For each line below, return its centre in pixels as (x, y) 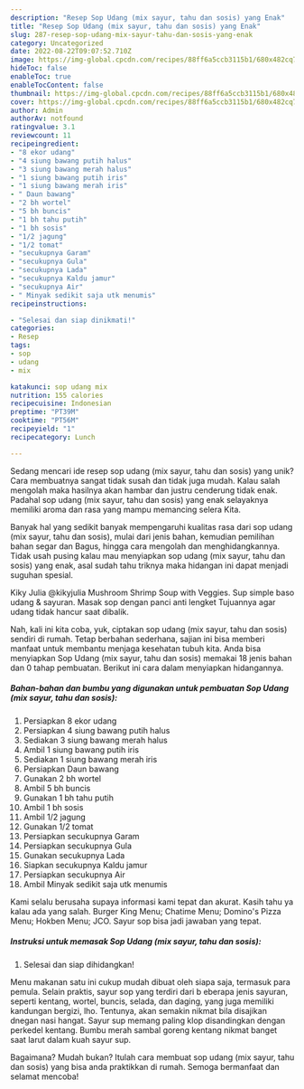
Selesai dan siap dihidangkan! (78, 964)
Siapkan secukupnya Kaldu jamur (85, 865)
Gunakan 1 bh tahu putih (68, 798)
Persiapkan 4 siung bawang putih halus (97, 730)
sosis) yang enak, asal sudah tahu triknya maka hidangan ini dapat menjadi (149, 565)
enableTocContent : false (57, 85)
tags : (20, 346)
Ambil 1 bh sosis (53, 807)
